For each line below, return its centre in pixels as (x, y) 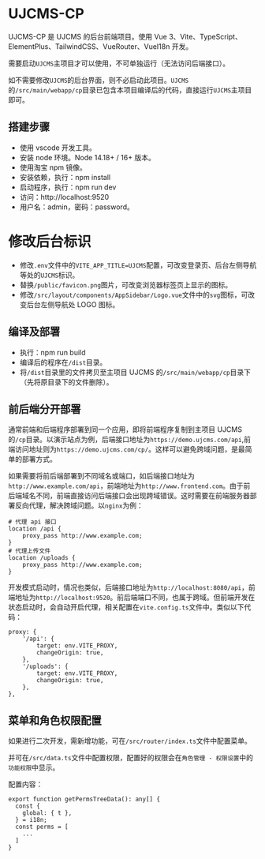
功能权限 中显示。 (34, 767)
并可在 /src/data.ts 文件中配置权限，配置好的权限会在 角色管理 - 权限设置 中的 (131, 758)
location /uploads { (42, 558)
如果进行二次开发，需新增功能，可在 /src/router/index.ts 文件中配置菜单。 (130, 741)
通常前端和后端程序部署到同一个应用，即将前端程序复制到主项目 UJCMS (125, 429)
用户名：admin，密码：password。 (77, 207)
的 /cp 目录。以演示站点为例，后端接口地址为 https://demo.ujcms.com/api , (126, 440)
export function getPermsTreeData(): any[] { (84, 799)
